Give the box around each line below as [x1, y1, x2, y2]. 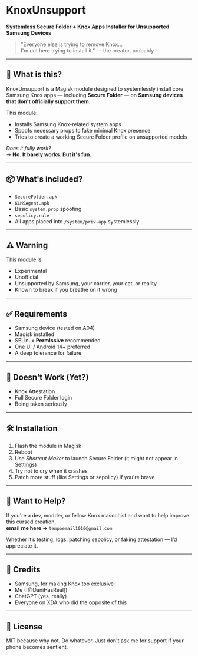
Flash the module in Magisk [14, 442, 82, 449]
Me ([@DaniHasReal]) [14, 586, 68, 594]
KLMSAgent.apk [14, 200, 49, 206]
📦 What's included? [6, 174, 83, 184]
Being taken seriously [14, 400, 68, 407]
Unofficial [14, 273, 38, 281]
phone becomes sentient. [6, 644, 68, 651]
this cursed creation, [6, 518, 57, 525]
